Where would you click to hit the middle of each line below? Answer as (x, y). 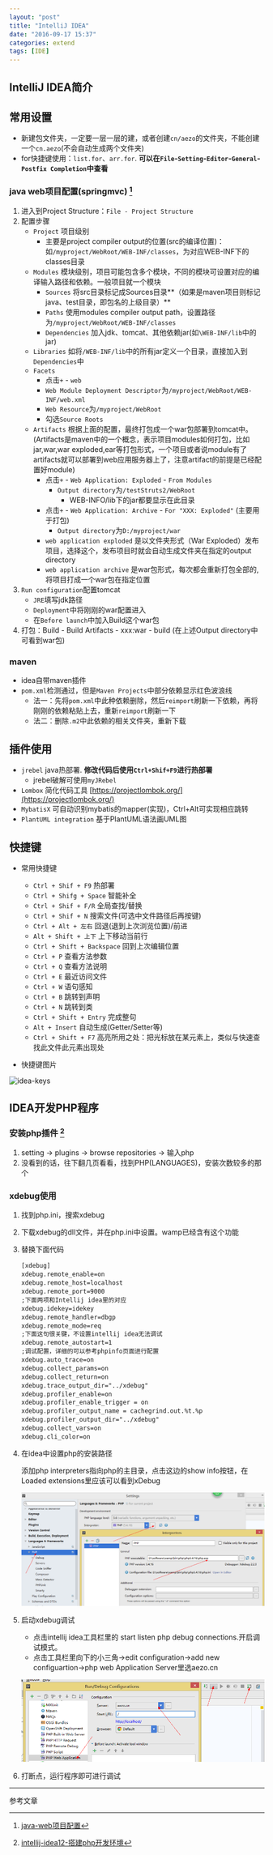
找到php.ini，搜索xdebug (62, 1215)
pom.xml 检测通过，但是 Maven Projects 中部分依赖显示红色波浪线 (127, 691)
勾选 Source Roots (74, 419)
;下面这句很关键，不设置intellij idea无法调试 (92, 1334)
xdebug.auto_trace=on (57, 1360)
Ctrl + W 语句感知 (63, 987)
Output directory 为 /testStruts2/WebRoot (126, 490)
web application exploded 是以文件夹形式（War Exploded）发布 (152, 541)
